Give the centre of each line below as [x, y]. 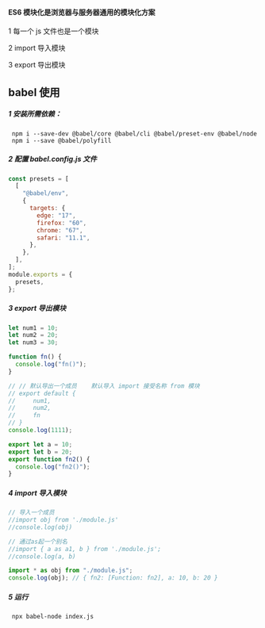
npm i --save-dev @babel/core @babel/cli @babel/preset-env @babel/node [134, 134]
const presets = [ [38, 178]
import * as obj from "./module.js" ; [71, 571]
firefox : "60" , [62, 223]
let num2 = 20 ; [33, 335]
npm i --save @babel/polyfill [61, 140]
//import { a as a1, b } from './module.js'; [84, 549]
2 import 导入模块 [37, 48]
